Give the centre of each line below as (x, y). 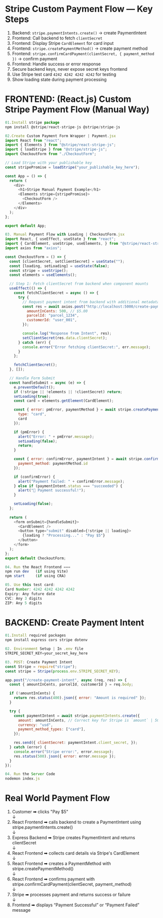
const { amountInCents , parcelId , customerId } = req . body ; (71, 684)
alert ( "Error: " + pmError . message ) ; (56, 437)
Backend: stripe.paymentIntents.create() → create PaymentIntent (79, 33)
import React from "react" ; (33, 140)
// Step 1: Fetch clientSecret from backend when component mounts (79, 284)
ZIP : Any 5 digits (24, 603)
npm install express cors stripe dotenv (47, 640)
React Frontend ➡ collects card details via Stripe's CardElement (76, 853)
